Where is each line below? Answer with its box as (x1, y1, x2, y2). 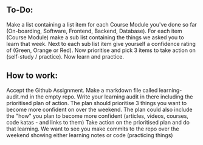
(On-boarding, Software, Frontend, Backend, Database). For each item (6, 27, 182, 34)
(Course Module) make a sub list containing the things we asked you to (6, 33, 184, 41)
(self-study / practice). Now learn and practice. (6, 53, 125, 60)
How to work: (6, 71, 58, 81)
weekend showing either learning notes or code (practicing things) (6, 131, 173, 138)
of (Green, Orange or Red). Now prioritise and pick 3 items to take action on (6, 47, 196, 54)
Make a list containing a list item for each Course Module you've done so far (6, 21, 198, 28)
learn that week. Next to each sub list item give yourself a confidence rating (6, 40, 196, 47)
